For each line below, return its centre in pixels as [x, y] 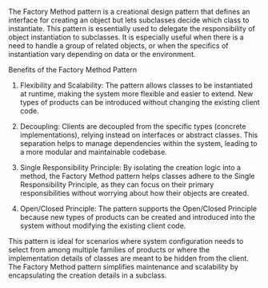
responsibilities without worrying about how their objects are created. [134, 193]
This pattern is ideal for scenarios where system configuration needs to [126, 241]
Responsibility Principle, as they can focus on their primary [117, 185]
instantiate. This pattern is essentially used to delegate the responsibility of [132, 28]
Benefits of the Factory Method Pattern [73, 70]
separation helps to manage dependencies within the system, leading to [138, 143]
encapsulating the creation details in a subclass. [88, 275]
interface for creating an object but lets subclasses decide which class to [129, 20]
